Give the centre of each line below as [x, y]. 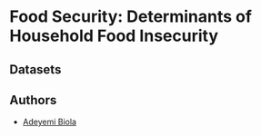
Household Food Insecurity [114, 36]
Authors [33, 100]
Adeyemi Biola [50, 122]
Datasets [35, 69]
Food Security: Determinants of [131, 17]
